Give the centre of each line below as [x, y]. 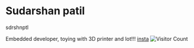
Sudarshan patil [45, 11]
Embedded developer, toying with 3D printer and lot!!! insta [77, 39]
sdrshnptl [17, 27]
